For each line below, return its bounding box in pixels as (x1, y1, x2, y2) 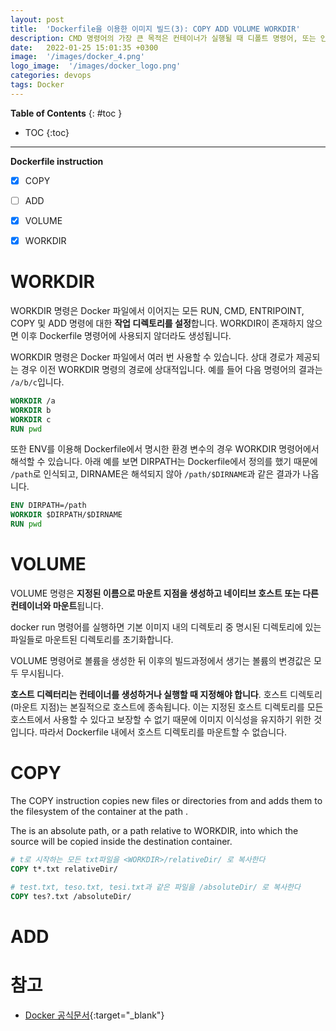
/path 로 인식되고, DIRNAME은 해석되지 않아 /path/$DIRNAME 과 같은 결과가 (10, 468, 301, 480)
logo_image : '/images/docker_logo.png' (10, 61, 182, 71)
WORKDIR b (10, 405, 52, 415)
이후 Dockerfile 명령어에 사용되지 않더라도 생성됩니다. (20, 329, 232, 341)
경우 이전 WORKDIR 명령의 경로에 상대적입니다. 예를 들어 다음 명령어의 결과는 (20, 363, 323, 375)
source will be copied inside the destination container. (10, 835, 233, 847)
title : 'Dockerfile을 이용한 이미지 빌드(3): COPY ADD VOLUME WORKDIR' (10, 24, 301, 34)
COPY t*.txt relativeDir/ (10, 864, 118, 874)
